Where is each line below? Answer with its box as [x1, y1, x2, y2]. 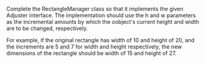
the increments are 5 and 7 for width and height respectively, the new [6, 43, 182, 50]
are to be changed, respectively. [6, 24, 88, 32]
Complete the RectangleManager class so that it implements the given [6, 6, 184, 12]
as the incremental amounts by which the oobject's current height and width [6, 18, 199, 25]
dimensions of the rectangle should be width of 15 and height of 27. [6, 50, 177, 57]
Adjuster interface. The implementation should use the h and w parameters [6, 12, 196, 19]
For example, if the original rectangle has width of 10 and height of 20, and [6, 37, 195, 43]
